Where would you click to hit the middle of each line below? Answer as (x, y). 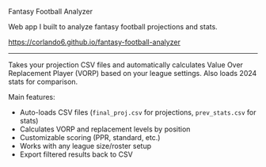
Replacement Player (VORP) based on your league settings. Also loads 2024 (133, 73)
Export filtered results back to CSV (76, 154)
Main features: (32, 97)
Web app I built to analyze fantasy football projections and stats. (113, 27)
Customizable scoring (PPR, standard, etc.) (90, 137)
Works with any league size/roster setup (85, 146)
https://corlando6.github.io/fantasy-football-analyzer (94, 42)
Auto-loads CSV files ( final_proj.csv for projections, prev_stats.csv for (138, 112)
